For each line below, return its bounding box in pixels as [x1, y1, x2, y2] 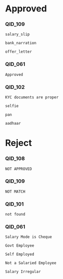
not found [5, 212, 26, 217]
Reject [5, 138, 32, 149]
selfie [5, 104, 19, 109]
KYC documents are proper [5, 95, 59, 100]
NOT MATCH [5, 189, 26, 194]
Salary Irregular [5, 269, 41, 275]
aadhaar [5, 121, 21, 126]
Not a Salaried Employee [5, 261, 57, 266]
